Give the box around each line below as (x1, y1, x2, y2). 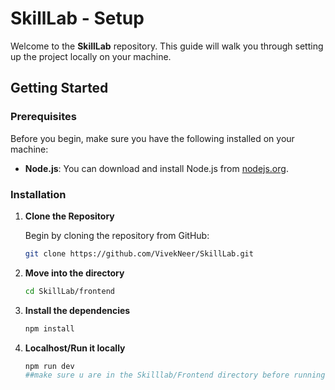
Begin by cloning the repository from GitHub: (24, 229, 210, 241)
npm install (24, 323, 75, 334)
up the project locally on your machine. (10, 50, 172, 62)
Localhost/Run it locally (24, 342, 126, 354)
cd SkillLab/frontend (24, 286, 115, 296)
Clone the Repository (24, 210, 115, 222)
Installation (10, 187, 67, 201)
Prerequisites (10, 110, 77, 124)
